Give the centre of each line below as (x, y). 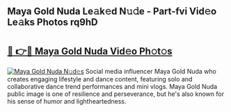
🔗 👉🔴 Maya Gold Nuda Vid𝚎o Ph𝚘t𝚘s (90, 51)
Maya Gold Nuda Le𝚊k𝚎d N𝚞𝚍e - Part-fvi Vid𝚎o (112, 11)
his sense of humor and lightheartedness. (67, 101)
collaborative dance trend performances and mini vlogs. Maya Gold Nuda (112, 87)
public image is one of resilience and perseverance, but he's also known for (116, 94)
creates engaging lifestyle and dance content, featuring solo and (100, 79)
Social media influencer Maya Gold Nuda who (151, 71)
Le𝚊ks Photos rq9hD (53, 23)
